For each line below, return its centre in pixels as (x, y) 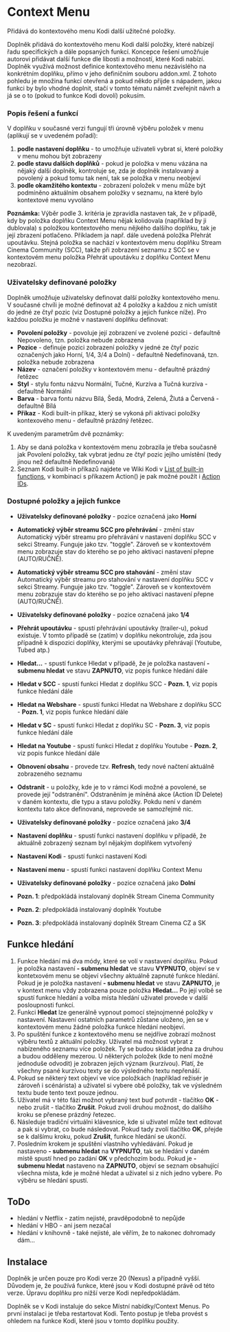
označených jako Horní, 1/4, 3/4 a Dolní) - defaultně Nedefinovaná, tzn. (118, 354)
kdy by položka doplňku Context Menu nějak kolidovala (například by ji (107, 221)
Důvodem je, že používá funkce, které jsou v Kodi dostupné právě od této (111, 1286)
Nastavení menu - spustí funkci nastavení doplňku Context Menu (110, 869)
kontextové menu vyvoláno (55, 200)
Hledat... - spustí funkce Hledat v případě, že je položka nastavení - (113, 663)
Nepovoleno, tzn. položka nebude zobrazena (81, 340)
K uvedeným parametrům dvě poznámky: (66, 433)
